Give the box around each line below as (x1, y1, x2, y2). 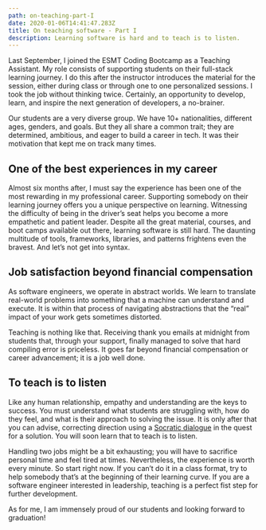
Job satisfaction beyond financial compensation (8, 265, 253, 279)
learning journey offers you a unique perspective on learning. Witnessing (8, 200, 248, 210)
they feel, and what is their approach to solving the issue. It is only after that (8, 414, 257, 423)
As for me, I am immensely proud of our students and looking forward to (8, 504, 245, 514)
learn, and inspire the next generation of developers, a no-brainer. (8, 98, 225, 108)
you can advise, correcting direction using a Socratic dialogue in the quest (8, 422, 252, 432)
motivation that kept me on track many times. (8, 139, 157, 148)
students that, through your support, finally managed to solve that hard (8, 336, 241, 345)
